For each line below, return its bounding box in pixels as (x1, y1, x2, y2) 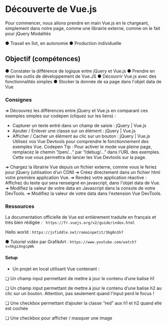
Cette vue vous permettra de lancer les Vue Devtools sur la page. (12, 155, 147, 161)
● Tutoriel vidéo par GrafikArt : (5, 239, 69, 245)
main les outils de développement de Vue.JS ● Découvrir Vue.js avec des (5, 73, 157, 79)
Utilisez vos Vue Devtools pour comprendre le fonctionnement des (12, 139, 149, 145)
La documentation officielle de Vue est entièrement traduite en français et (5, 214, 157, 220)
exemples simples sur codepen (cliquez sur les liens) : (5, 113, 116, 119)
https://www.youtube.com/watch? (69, 240, 137, 245)
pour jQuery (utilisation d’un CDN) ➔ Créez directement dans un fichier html (5, 169, 161, 175)
